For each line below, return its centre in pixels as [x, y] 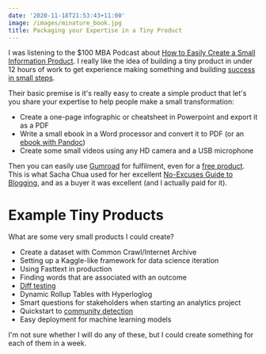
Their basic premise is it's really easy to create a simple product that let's [127, 93]
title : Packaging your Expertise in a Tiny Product [95, 30]
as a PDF [34, 126]
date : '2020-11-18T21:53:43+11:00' [67, 15]
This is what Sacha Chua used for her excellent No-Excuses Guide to [121, 174]
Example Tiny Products [86, 215]
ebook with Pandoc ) [52, 143]
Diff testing [38, 286]
